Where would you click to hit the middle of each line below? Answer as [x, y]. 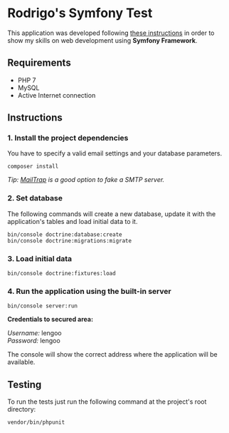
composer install [33, 167]
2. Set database [35, 198]
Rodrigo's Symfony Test [80, 13]
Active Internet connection [57, 95]
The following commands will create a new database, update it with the [112, 214]
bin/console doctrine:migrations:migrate [70, 240]
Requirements [39, 63]
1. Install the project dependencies [68, 138]
